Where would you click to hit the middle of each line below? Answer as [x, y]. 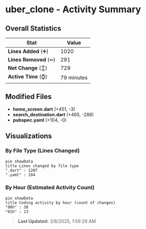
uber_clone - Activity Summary [73, 9]
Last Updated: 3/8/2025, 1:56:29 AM [57, 221]
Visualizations [29, 136]
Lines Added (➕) [28, 51]
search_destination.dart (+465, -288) [53, 114]
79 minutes [74, 77]
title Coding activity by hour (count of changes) [60, 203]
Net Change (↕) [28, 68]
